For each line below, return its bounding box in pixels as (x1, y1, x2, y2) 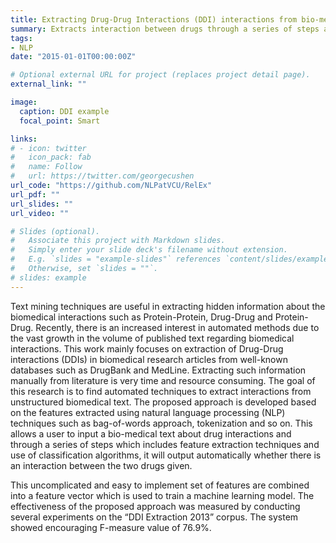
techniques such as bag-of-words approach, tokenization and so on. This (10, 417, 313, 429)
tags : (10, 33, 33, 43)
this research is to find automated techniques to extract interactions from (10, 385, 312, 397)
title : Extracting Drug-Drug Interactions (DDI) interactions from (10, 14, 298, 25)
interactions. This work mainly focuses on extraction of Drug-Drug (10, 342, 284, 355)
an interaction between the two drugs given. (10, 459, 193, 471)
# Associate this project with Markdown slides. (10, 236, 226, 246)
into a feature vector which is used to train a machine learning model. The (10, 489, 315, 501)
